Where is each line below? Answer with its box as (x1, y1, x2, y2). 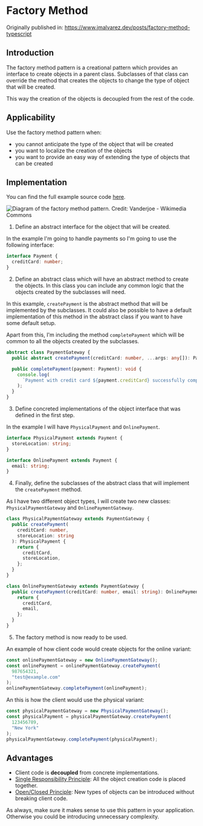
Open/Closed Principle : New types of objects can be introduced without (14, 788, 195, 796)
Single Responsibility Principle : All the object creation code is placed (14, 776, 186, 783)
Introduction (6, 48, 54, 58)
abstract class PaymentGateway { (6, 349, 91, 355)
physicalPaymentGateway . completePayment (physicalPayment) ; (6, 736, 158, 742)
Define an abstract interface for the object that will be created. (14, 223, 171, 230)
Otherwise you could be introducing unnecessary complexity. (6, 813, 159, 821)
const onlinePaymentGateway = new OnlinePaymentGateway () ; (6, 657, 158, 663)
